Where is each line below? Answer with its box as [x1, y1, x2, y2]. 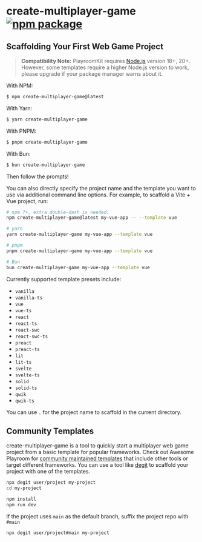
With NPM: [6, 82, 33, 89]
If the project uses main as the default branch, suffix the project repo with [6, 512, 189, 520]
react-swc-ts [15, 333, 48, 340]
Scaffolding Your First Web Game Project [6, 41, 164, 52]
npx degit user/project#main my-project [6, 529, 110, 536]
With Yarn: [6, 104, 33, 112]
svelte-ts [15, 372, 41, 378]
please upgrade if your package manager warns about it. [21, 70, 163, 77]
